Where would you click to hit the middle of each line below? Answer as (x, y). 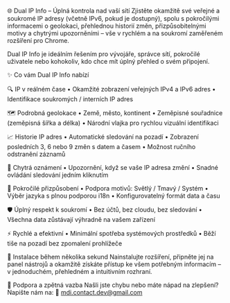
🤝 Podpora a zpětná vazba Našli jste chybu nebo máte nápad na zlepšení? (113, 285)
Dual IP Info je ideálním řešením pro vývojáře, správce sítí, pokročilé (104, 54)
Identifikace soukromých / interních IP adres (70, 99)
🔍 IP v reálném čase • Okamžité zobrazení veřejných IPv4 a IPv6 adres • (112, 89)
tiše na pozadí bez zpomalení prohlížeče (65, 243)
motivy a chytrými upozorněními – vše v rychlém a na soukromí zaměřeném (115, 33)
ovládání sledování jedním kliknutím (58, 175)
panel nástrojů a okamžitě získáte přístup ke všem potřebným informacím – (114, 264)
